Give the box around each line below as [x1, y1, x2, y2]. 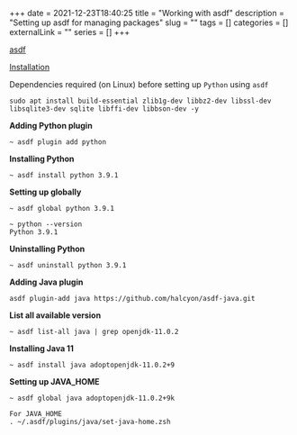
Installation [9, 62, 50, 72]
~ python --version [9, 220, 83, 229]
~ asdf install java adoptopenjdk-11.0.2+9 [9, 360, 175, 369]
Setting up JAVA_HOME [9, 376, 101, 386]
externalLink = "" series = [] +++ [9, 27, 130, 37]
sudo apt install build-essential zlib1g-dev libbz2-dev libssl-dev [9, 96, 272, 105]
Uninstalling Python [9, 243, 85, 254]
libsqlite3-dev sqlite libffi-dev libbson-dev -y [9, 104, 200, 113]
